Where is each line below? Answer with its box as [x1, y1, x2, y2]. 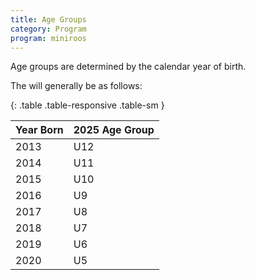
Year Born [15, 123, 64, 137]
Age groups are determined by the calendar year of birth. [10, 61, 247, 73]
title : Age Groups [10, 14, 87, 25]
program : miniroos [10, 33, 87, 43]
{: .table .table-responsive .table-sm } [10, 99, 165, 111]
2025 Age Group [73, 123, 155, 137]
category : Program [10, 24, 87, 34]
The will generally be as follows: [10, 80, 143, 92]
